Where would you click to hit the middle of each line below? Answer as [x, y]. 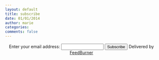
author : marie [19, 23]
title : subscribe [23, 14]
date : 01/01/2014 [23, 18]
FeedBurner [81, 53]
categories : [17, 27]
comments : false [21, 32]
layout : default [21, 9]
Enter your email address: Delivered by [81, 47]
